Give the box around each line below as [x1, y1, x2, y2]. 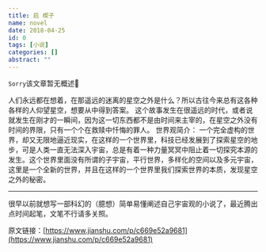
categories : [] [8, 48, 59, 56]
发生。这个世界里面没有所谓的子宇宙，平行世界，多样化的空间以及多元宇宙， [8, 155, 258, 164]
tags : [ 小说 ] [8, 41, 49, 49]
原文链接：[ [8, 225, 46, 235]
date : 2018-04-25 [8, 26, 66, 34]
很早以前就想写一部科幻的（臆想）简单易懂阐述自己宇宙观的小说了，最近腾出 [8, 199, 258, 208]
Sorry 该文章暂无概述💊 [8, 78, 79, 88]
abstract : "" [8, 56, 51, 64]
